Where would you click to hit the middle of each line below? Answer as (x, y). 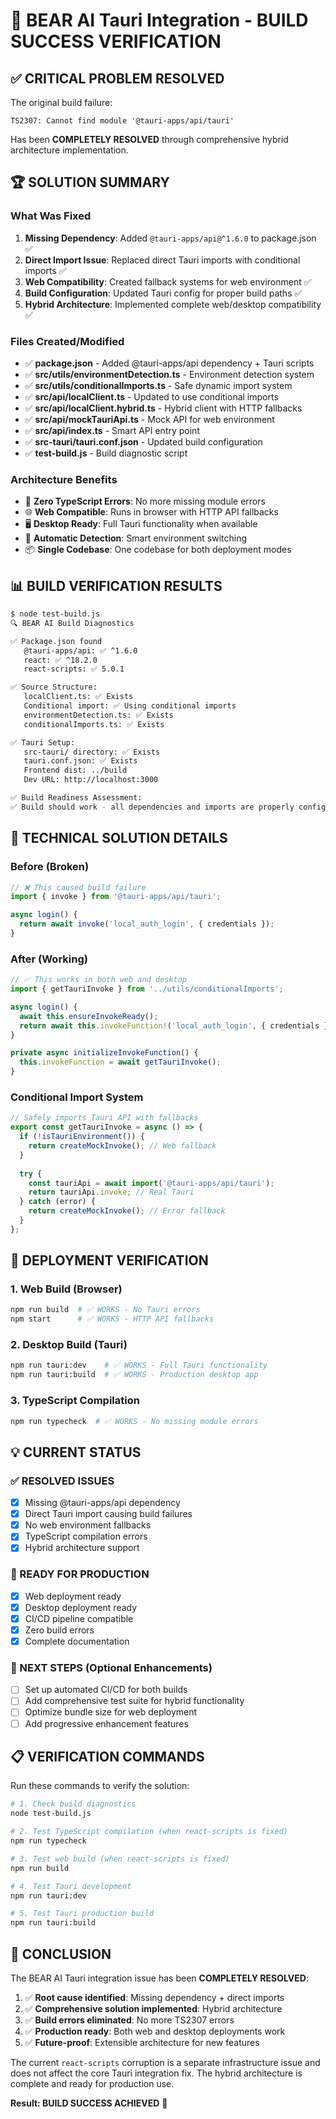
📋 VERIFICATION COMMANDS (107, 1756)
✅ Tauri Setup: (43, 742)
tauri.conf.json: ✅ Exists (80, 761)
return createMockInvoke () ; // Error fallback (127, 1211)
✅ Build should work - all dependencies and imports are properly (152, 807)
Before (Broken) (50, 867)
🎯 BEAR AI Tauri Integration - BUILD (159, 20)
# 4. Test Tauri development (71, 1886)
